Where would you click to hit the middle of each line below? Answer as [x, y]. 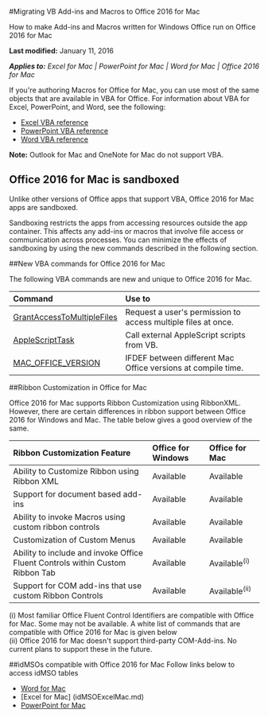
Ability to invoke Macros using [69, 516]
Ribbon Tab [35, 572]
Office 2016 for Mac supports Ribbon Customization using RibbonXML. [125, 403]
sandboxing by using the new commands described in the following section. [134, 248]
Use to [138, 298]
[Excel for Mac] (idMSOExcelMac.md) [82, 696]
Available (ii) [230, 590]
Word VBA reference [54, 139]
